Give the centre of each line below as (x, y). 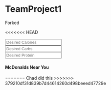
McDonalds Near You (27, 67)
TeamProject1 (33, 9)
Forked (12, 23)
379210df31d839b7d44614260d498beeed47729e (55, 83)
